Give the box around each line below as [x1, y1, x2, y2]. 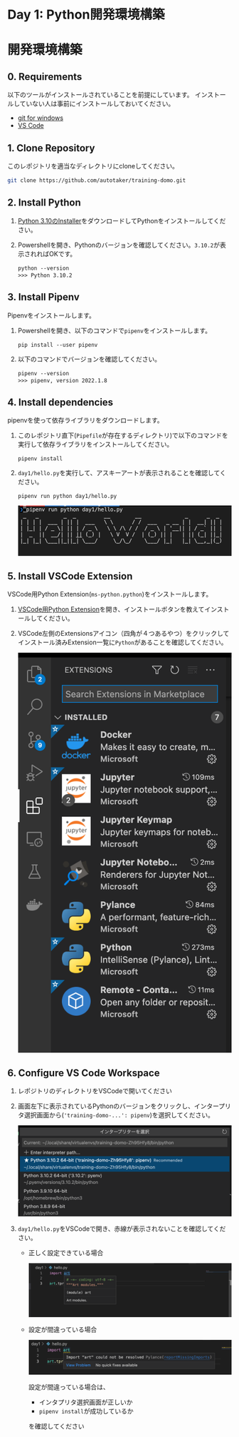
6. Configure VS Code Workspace [7, 1067, 160, 1079]
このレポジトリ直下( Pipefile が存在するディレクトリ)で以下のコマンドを [17, 431, 229, 440]
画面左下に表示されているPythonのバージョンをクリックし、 [17, 1102, 194, 1110]
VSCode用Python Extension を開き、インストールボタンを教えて [17, 605, 205, 614]
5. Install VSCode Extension [7, 570, 133, 582]
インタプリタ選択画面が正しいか [38, 1398, 133, 1406]
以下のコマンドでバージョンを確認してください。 [17, 355, 161, 363]
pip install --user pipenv [17, 341, 98, 348]
